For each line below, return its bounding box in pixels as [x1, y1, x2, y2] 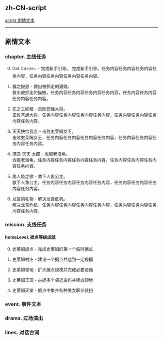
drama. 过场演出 [5, 315, 43, 322]
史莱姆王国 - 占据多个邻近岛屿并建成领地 [12, 277, 94, 283]
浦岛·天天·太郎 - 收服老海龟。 [12, 151, 70, 157]
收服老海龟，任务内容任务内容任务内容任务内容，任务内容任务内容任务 [12, 157, 153, 162]
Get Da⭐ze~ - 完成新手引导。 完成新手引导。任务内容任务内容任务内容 [12, 65, 153, 71]
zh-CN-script [5, 4, 47, 12]
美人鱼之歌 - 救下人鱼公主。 [12, 173, 68, 179]
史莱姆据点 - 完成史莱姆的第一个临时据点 [12, 246, 94, 252]
